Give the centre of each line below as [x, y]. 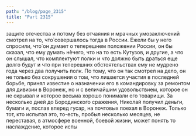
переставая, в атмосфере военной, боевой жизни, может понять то [91, 120]
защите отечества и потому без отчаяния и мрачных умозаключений [93, 33]
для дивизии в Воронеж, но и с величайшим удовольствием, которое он [97, 89]
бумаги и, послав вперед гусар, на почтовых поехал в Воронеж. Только [96, 108]
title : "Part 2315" [30, 17]
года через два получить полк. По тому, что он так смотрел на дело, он [96, 71]
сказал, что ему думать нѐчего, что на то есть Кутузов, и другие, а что [95, 52]
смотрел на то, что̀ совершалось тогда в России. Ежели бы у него [89, 40]
